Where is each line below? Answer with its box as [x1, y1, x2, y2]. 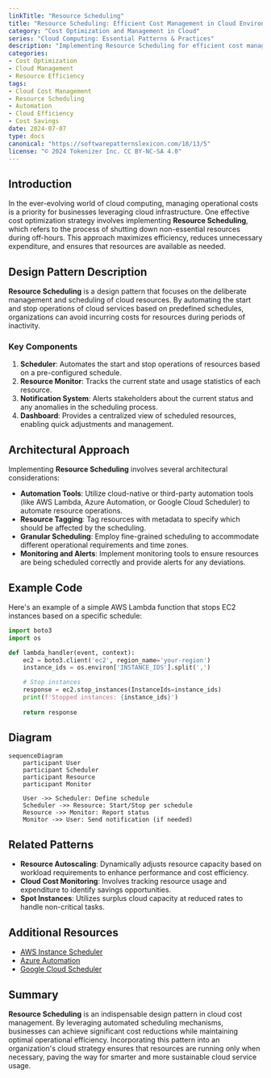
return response [23, 708, 78, 717]
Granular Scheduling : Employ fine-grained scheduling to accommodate [19, 531, 260, 542]
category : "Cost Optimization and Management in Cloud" [8, 27, 200, 35]
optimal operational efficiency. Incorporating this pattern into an [8, 1034, 220, 1044]
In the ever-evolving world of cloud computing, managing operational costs [8, 199, 259, 209]
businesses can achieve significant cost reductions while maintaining [8, 1026, 239, 1036]
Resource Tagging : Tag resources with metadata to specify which [19, 514, 240, 524]
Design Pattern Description [8, 264, 148, 279]
